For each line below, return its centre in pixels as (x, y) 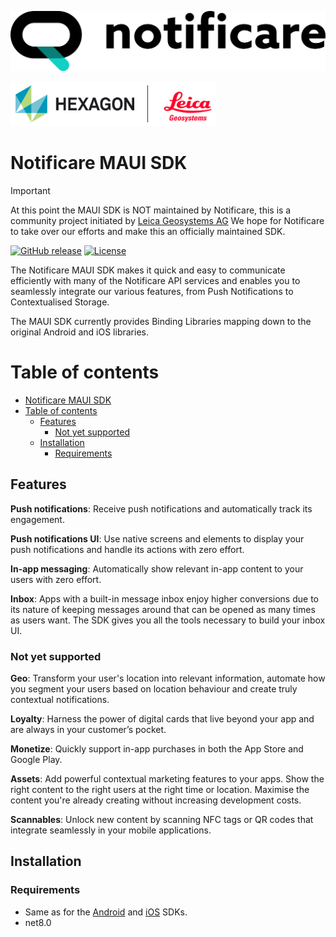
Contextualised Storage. (60, 302)
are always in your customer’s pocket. (88, 729)
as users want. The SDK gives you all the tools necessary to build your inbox (168, 620)
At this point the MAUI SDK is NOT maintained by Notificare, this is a (151, 210)
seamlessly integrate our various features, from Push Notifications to (152, 291)
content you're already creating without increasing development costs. (156, 800)
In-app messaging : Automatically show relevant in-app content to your (157, 568)
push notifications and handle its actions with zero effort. (127, 549)
